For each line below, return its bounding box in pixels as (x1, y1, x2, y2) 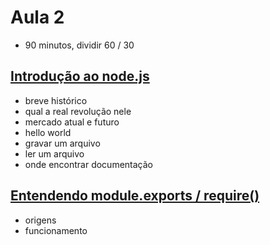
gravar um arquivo (24, 137, 101, 149)
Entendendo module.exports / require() (10, 187, 260, 205)
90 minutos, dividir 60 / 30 (24, 39, 135, 51)
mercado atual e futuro (24, 116, 120, 128)
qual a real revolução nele (24, 105, 132, 117)
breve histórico (24, 94, 88, 106)
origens (24, 214, 57, 226)
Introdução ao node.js (10, 68, 150, 85)
